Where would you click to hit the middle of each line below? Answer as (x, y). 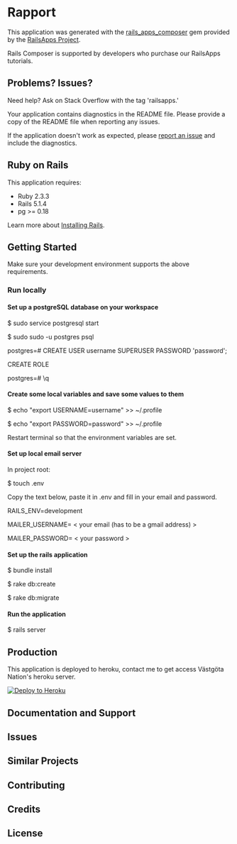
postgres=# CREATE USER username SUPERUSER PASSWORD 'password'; (117, 350)
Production (33, 652)
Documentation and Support (72, 713)
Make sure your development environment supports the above (99, 264)
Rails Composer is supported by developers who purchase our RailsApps (114, 53)
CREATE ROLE (28, 364)
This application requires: (44, 182)
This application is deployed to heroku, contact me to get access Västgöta (116, 669)
